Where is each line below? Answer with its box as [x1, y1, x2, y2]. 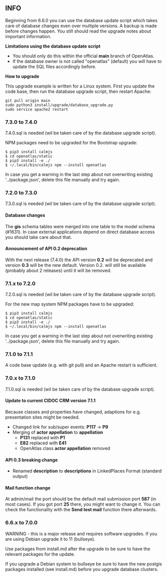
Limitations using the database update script [5, 43, 101, 49]
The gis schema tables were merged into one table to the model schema [5, 223, 155, 229]
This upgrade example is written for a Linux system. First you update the [5, 83, 155, 89]
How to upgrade [5, 73, 40, 79]
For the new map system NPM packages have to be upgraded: [5, 301, 134, 307]
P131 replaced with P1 [20, 434, 65, 440]
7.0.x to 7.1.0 [5, 374, 36, 381]
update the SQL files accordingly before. [12, 63, 97, 69]
